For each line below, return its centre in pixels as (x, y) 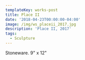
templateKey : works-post (32, 10)
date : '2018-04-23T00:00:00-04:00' (43, 19)
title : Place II (22, 15)
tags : (11, 34)
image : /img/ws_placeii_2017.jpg (41, 24)
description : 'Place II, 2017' (38, 29)
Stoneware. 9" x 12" (26, 53)
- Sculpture (23, 39)
